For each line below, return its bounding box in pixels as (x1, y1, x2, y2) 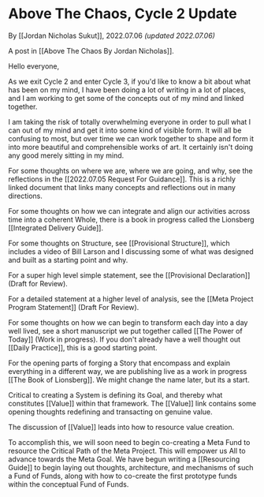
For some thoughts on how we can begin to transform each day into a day (8, 317, 248, 327)
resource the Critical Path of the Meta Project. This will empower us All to (8, 446, 246, 455)
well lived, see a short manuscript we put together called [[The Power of (8, 326, 243, 335)
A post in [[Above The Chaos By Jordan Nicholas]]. (8, 46, 175, 55)
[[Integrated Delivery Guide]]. (8, 222, 104, 233)
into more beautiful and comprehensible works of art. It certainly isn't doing (8, 142, 254, 151)
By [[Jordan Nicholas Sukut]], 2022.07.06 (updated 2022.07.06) (8, 31, 215, 40)
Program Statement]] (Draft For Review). (8, 302, 139, 312)
